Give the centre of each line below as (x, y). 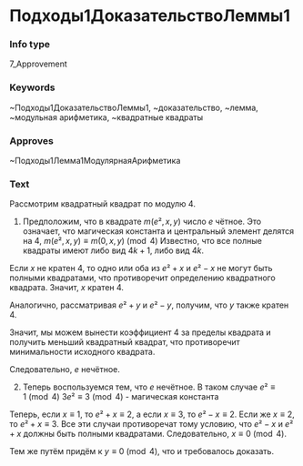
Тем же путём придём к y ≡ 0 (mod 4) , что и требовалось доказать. (142, 451)
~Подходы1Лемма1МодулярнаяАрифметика (95, 161)
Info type (30, 45)
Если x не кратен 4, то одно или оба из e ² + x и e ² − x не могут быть (141, 268)
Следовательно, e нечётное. (65, 370)
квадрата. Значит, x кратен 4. (67, 288)
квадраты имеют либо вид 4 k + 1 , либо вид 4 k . (113, 250)
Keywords (32, 87)
